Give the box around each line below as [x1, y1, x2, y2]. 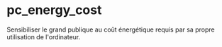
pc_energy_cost [6, 2, 102, 18]
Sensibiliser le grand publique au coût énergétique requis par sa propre [6, 25, 215, 34]
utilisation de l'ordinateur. [6, 32, 81, 41]
